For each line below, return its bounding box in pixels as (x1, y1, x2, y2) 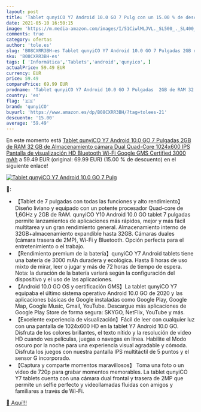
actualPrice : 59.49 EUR (6, 64, 66, 71)
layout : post (6, 8, 39, 15)
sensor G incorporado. (14, 354, 71, 362)
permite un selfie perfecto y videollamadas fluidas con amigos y (14, 381, 173, 389)
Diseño (14, 205, 33, 212)
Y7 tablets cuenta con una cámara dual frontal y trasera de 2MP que (14, 375, 184, 382)
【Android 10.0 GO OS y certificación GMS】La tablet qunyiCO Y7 (14, 283, 178, 290)
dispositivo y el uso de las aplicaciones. (14, 276, 113, 283)
